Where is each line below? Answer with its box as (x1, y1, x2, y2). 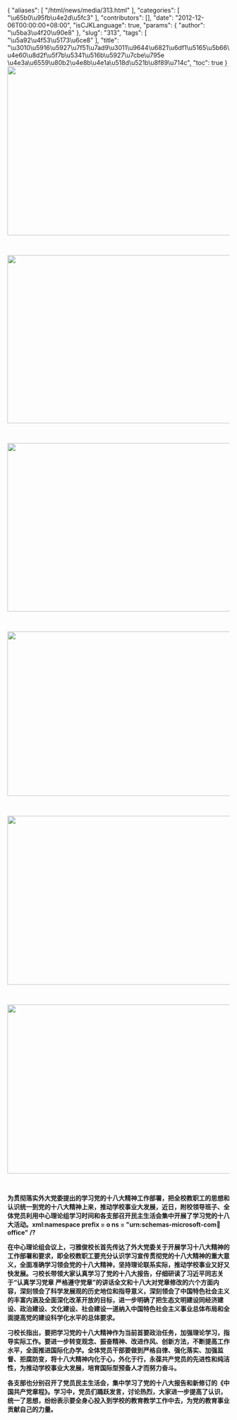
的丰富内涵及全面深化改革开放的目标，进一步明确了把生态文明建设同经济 (7, 1296, 217, 1304)
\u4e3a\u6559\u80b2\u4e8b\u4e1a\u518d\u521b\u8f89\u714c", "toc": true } (7, 59, 228, 66)
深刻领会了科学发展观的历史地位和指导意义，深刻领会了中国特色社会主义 (19, 1287, 230, 1295)
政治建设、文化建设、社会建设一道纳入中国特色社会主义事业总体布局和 (19, 1305, 224, 1313)
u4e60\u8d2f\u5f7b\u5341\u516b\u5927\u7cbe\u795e (7, 51, 164, 59)
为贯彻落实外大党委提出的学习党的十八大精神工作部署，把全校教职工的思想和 (7, 1194, 230, 1202)
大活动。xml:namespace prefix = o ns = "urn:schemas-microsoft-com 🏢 (7, 1220, 221, 1229)
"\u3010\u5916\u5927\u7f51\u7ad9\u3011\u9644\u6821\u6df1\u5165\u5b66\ (7, 44, 230, 52)
